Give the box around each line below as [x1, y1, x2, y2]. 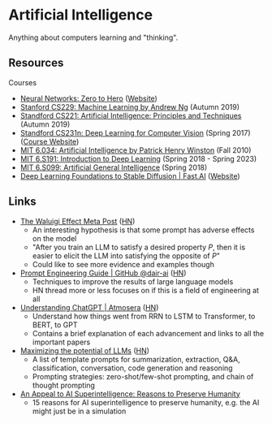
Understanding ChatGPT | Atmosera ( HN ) [19, 302, 159, 312]
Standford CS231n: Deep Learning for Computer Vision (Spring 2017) [19, 128, 251, 137]
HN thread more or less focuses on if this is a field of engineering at [32, 285, 260, 295]
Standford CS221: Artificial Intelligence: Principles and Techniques [19, 110, 242, 120]
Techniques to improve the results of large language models [32, 276, 234, 286]
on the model [32, 233, 77, 243]
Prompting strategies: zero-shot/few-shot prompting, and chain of [32, 371, 254, 381]
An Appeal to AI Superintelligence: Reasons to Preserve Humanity [19, 388, 241, 399]
